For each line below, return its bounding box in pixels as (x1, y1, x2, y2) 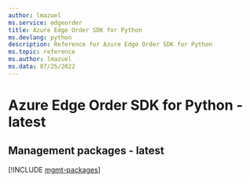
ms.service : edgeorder (8, 19, 83, 27)
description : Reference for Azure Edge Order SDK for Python (8, 41, 213, 49)
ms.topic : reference (8, 48, 76, 56)
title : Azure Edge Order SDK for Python (8, 26, 143, 34)
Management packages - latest (8, 144, 165, 158)
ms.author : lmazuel (8, 56, 72, 64)
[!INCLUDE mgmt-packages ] (8, 165, 101, 174)
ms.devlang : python (8, 33, 72, 42)
